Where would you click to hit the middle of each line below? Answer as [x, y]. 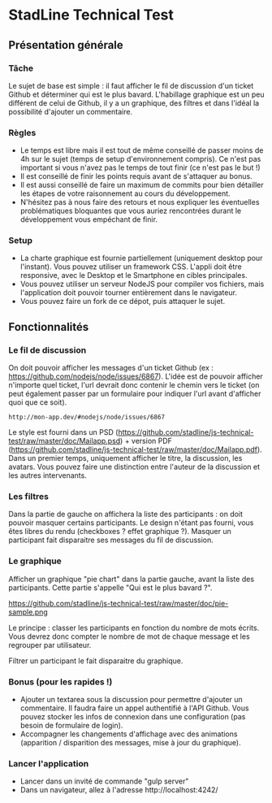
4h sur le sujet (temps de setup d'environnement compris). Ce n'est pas [140, 159]
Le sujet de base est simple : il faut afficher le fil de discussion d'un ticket [131, 85]
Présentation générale [66, 45]
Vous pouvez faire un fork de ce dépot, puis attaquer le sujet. [123, 302]
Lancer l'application [49, 763]
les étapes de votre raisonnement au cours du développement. [125, 193]
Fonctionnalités [49, 327]
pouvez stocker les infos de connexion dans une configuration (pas [133, 717]
